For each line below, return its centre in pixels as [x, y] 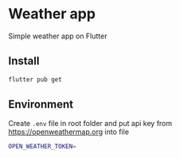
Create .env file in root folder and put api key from [90, 124]
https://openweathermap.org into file [69, 132]
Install [24, 61]
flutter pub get [35, 79]
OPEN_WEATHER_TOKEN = [43, 147]
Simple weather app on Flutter [58, 36]
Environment [41, 105]
